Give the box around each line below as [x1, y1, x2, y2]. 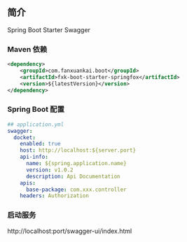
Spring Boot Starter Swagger [7, 25, 91, 34]
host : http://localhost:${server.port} [20, 147, 137, 154]
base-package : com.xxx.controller [25, 186, 127, 193]
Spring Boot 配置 [7, 104, 65, 114]
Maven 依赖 [7, 44, 48, 54]
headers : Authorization [20, 192, 90, 199]
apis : [20, 179, 36, 187]
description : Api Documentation [25, 173, 120, 180]
